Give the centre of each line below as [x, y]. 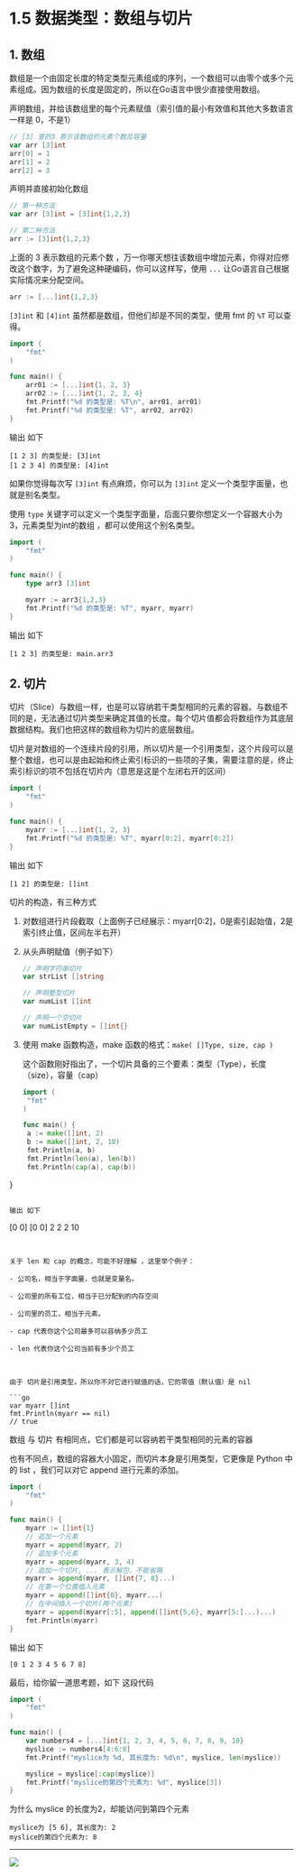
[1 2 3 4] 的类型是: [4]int [60, 466]
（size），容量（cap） [63, 1075]
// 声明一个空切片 [52, 1018]
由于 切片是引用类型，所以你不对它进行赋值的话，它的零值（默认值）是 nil [130, 1382]
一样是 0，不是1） [42, 120]
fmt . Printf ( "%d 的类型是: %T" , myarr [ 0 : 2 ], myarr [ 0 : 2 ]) [130, 838]
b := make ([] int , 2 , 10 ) [73, 1142]
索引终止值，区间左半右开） [74, 932]
